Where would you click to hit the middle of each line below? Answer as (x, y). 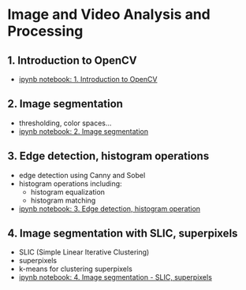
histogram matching (63, 200)
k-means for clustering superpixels (76, 269)
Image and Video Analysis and (109, 15)
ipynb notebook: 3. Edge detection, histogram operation (110, 208)
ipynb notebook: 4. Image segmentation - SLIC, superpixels (115, 277)
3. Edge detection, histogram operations (108, 156)
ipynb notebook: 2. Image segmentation (84, 131)
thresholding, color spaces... (65, 123)
